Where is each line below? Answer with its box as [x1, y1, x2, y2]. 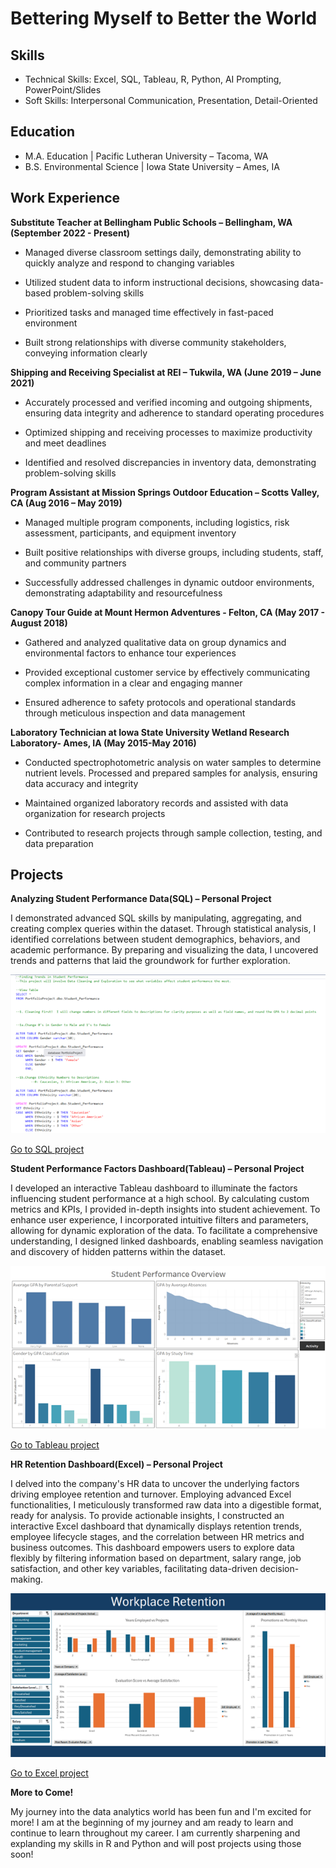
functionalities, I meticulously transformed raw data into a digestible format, [10, 1498, 322, 1511]
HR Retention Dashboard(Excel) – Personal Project [10, 1458, 223, 1470]
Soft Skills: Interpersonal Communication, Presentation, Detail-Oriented [24, 95, 318, 106]
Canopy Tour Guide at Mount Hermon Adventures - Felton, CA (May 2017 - [10, 606, 326, 618]
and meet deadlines [24, 437, 107, 449]
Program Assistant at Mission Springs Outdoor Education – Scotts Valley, [10, 486, 320, 498]
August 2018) [10, 617, 68, 629]
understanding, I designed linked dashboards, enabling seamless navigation [10, 1235, 324, 1247]
